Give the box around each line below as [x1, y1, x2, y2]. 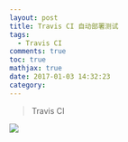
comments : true [9, 47, 67, 56]
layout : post [9, 13, 59, 23]
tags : [9, 30, 30, 39]
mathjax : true [9, 64, 63, 73]
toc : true [9, 55, 47, 64]
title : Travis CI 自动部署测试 [9, 22, 119, 31]
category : [9, 80, 47, 90]
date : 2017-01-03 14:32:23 [9, 72, 111, 81]
